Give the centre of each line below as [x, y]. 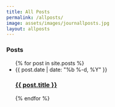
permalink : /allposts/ [35, 18]
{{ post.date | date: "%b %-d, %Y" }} [61, 70]
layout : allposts [28, 29]
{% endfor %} [32, 98]
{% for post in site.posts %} [50, 63]
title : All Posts [28, 12]
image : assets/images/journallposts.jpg [58, 23]
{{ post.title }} [36, 85]
